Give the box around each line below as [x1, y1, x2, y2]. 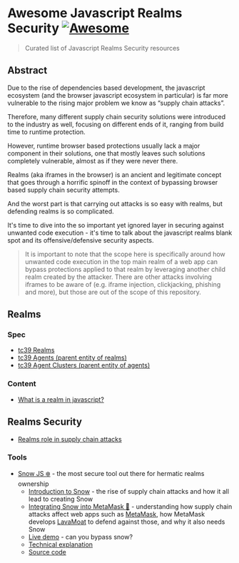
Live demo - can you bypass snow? [28, 532, 133, 541]
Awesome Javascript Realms [7, 5, 183, 21]
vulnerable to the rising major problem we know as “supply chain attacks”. [7, 98, 225, 107]
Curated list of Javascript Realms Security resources [24, 44, 180, 52]
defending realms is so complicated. [7, 207, 114, 215]
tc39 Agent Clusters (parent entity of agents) [17, 361, 151, 370]
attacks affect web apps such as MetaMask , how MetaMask [28, 509, 205, 518]
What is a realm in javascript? [17, 395, 105, 404]
